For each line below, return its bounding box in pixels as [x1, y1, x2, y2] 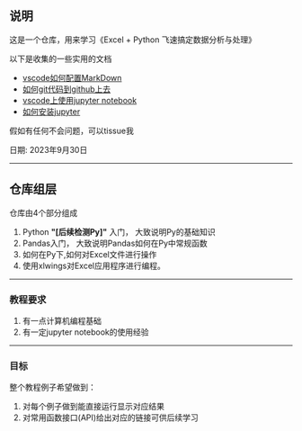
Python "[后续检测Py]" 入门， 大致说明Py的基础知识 [22, 226, 216, 237]
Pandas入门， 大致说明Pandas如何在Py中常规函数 [22, 238, 209, 248]
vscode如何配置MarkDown [22, 72, 122, 83]
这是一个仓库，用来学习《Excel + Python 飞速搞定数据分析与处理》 [9, 34, 256, 45]
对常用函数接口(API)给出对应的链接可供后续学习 [22, 412, 200, 423]
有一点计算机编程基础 [22, 315, 102, 326]
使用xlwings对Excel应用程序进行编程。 [22, 260, 166, 271]
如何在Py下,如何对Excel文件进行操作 [22, 248, 157, 259]
